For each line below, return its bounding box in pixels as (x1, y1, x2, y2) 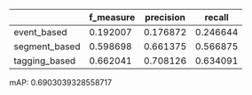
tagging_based (13, 55, 76, 67)
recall (204, 11, 229, 23)
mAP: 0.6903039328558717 (9, 77, 113, 87)
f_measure (88, 11, 136, 23)
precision (145, 11, 186, 23)
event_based (13, 26, 68, 38)
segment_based (13, 40, 81, 52)
